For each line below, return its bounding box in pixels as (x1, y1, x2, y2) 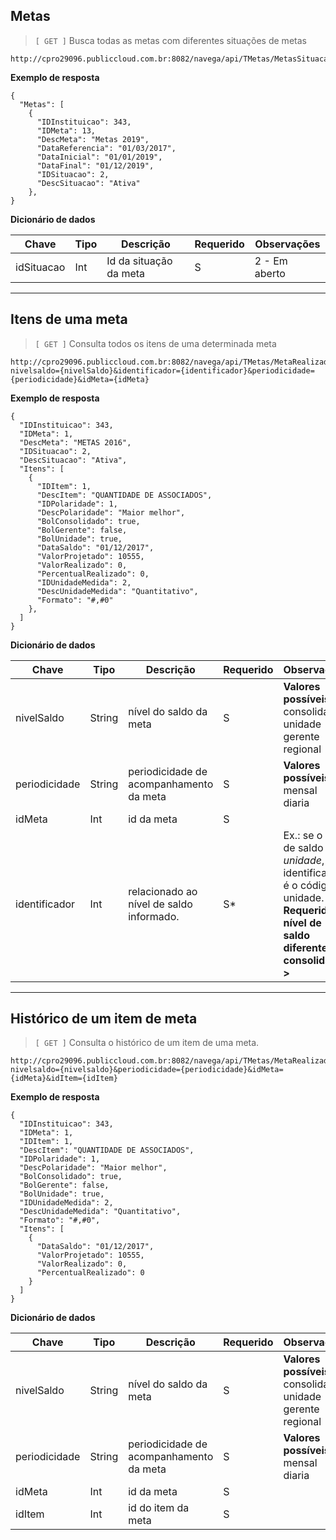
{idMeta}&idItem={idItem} (10, 1074, 118, 1084)
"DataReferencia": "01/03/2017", (36, 143, 177, 153)
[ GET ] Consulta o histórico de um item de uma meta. (34, 1037, 260, 1049)
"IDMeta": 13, (36, 125, 97, 136)
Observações (254, 237, 321, 251)
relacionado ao (128, 884, 198, 898)
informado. (128, 909, 180, 923)
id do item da (128, 1501, 190, 1515)
